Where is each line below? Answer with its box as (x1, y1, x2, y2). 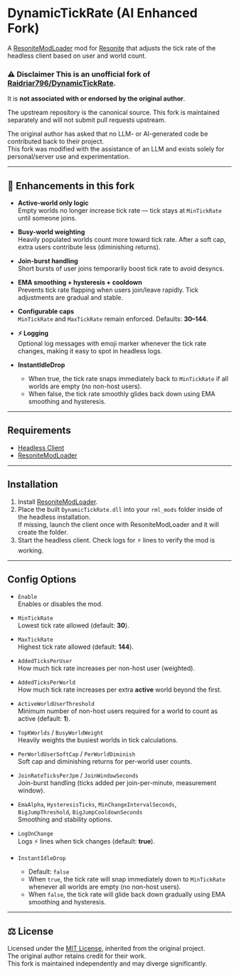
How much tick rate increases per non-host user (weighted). (17, 664, 196, 672)
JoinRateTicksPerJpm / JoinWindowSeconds (17, 771, 139, 779)
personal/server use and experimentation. (7, 152, 130, 161)
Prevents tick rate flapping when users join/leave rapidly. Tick (17, 286, 199, 294)
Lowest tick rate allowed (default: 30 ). (17, 621, 129, 630)
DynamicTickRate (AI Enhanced (7, 5, 198, 21)
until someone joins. (17, 214, 77, 223)
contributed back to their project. (7, 137, 105, 146)
